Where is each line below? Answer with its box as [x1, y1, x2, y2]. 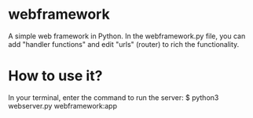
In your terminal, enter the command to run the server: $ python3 [8, 92, 219, 102]
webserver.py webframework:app [8, 101, 118, 110]
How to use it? [8, 67, 103, 85]
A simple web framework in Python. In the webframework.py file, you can [8, 31, 246, 41]
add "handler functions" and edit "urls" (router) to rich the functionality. [8, 39, 240, 48]
